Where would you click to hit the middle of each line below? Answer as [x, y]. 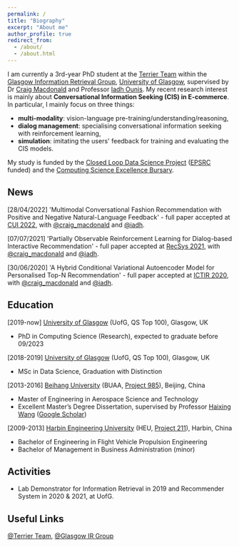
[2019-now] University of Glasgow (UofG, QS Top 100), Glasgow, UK [108, 322]
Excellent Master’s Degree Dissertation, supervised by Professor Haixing [124, 407]
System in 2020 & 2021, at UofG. [66, 496]
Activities [29, 471]
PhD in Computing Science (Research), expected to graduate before [118, 336]
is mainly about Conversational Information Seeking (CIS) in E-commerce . [118, 96]
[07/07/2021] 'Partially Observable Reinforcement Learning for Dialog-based [120, 238]
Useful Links [36, 519]
